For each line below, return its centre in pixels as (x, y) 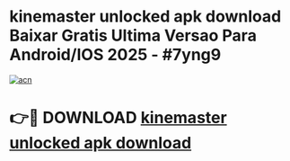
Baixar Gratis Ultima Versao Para (133, 36)
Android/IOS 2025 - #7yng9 (115, 55)
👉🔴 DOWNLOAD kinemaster (118, 118)
